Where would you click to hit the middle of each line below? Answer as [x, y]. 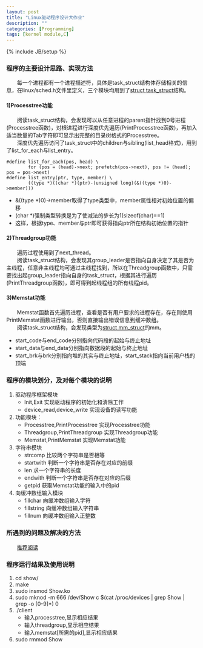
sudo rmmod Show [39, 639]
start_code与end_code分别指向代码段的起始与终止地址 [83, 340]
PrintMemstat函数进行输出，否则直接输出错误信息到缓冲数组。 [84, 320]
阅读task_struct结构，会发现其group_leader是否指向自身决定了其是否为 [106, 260]
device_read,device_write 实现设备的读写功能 [81, 410]
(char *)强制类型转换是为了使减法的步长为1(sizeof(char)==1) [90, 215]
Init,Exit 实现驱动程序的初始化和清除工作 [74, 402]
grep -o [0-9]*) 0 [37, 604]
